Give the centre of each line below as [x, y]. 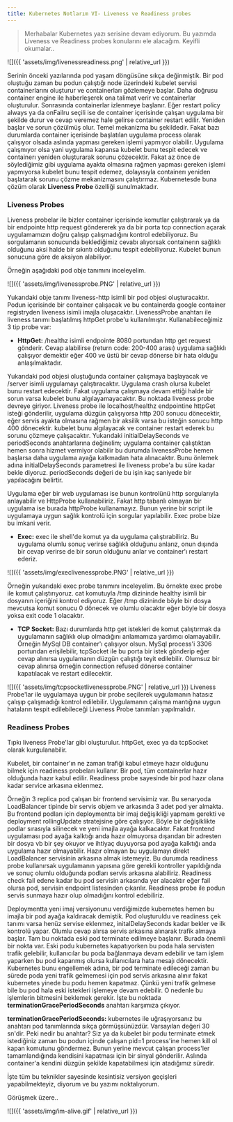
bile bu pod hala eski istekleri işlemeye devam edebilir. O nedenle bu [105, 990]
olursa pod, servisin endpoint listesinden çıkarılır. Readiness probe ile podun [116, 888]
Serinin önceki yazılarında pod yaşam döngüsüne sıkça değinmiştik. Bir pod [115, 75]
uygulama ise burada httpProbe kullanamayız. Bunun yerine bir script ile [110, 508]
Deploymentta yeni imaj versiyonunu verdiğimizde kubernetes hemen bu [111, 909]
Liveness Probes [36, 204]
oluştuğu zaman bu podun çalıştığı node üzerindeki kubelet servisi [102, 83]
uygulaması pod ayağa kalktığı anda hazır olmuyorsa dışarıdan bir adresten [114, 836]
